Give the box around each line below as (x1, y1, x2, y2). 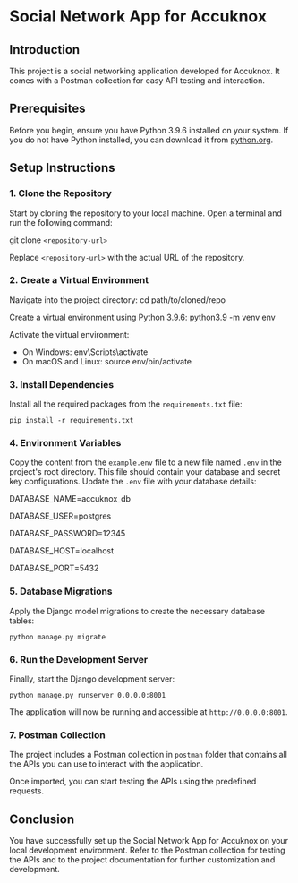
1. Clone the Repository (9, 187, 112, 200)
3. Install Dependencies (9, 378, 115, 390)
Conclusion (9, 811, 75, 827)
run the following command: (9, 217, 114, 227)
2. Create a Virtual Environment (9, 274, 149, 287)
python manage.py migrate (9, 632, 106, 641)
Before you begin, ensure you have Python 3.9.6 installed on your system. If (9, 124, 289, 135)
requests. (9, 785, 45, 796)
